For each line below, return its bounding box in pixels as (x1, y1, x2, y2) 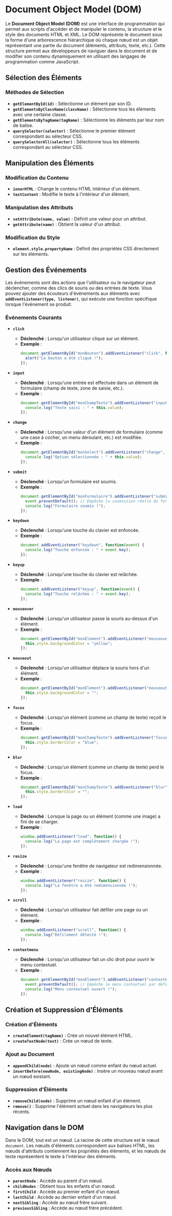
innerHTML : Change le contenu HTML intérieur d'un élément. (12, 186, 141, 192)
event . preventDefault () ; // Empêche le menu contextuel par (25, 982, 156, 987)
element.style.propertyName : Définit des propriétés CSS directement (12, 245, 159, 251)
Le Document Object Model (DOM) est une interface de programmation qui (5, 20, 165, 27)
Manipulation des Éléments (5, 159, 94, 167)
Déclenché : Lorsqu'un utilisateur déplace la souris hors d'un (20, 665, 149, 671)
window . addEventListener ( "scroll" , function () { (20, 928, 126, 933)
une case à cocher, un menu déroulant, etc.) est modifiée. (20, 434, 142, 441)
